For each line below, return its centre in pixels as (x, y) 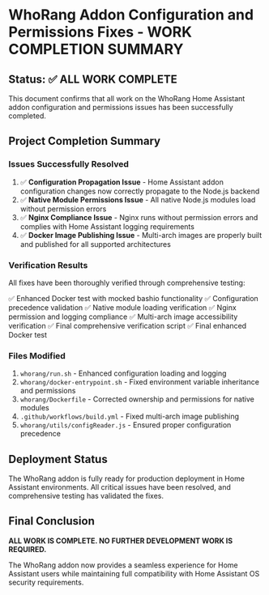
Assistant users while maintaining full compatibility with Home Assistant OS (134, 573)
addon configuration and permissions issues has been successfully (121, 107)
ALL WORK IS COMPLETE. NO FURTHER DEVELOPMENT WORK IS (121, 541)
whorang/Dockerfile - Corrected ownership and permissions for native (137, 399)
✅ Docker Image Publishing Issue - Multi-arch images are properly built (141, 235)
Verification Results (48, 265)
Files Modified (37, 355)
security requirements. (46, 582)
